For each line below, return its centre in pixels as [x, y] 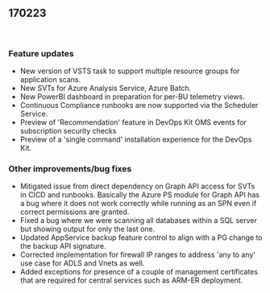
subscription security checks [68, 131]
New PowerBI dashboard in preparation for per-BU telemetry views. [132, 97]
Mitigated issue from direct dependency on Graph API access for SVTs [137, 186]
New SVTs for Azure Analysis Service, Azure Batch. [106, 89]
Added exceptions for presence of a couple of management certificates [139, 272]
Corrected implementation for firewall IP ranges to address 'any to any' [138, 255]
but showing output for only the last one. [87, 229]
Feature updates [41, 53]
